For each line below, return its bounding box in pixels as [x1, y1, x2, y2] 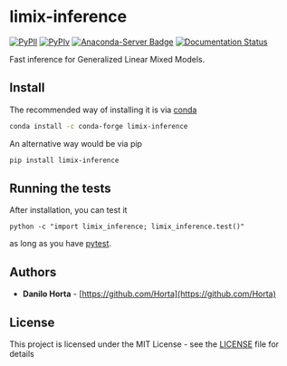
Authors [9, 265, 57, 280]
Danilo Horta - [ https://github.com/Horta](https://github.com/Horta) [22, 288, 276, 300]
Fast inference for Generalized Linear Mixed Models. [9, 53, 206, 64]
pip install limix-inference [9, 156, 120, 165]
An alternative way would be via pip [9, 138, 143, 149]
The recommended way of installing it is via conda [9, 104, 197, 115]
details [9, 348, 34, 359]
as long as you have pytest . [9, 238, 111, 249]
